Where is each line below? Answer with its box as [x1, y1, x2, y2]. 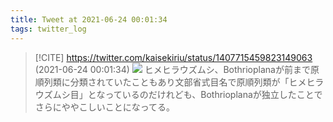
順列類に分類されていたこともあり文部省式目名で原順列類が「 [34, 76, 290, 88]
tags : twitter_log [10, 24, 87, 34]
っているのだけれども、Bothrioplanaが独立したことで [104, 88, 323, 100]
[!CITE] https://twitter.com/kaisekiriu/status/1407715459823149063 [34, 51, 313, 63]
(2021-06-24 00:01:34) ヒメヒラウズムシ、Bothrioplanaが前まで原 [34, 63, 320, 75]
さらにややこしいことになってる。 [34, 101, 176, 113]
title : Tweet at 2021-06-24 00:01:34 [10, 14, 168, 25]
